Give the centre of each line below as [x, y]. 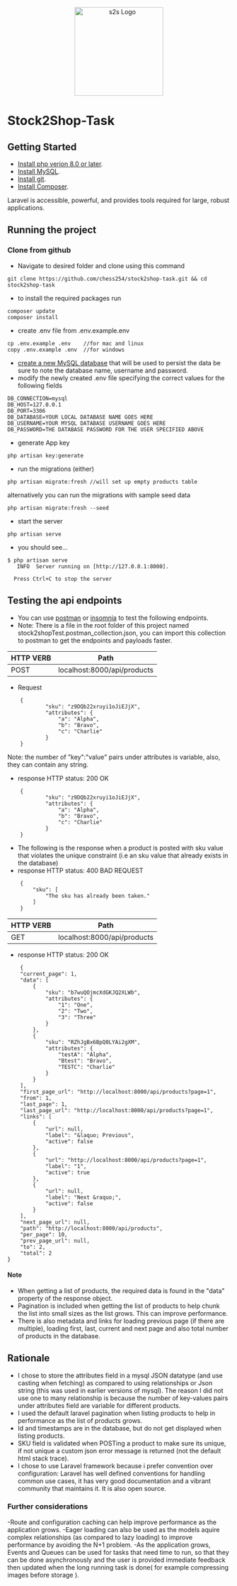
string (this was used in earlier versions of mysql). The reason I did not [121, 1390]
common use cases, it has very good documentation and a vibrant [114, 1481]
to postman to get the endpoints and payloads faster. [95, 640]
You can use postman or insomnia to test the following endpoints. [113, 618]
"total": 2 [36, 1253]
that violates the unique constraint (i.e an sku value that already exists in [123, 855]
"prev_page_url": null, [55, 1241]
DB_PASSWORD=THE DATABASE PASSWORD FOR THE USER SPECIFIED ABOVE [105, 429]
